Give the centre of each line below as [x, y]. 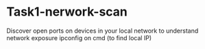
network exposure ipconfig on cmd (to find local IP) [79, 37]
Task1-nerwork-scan [67, 12]
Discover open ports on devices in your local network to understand [102, 31]
